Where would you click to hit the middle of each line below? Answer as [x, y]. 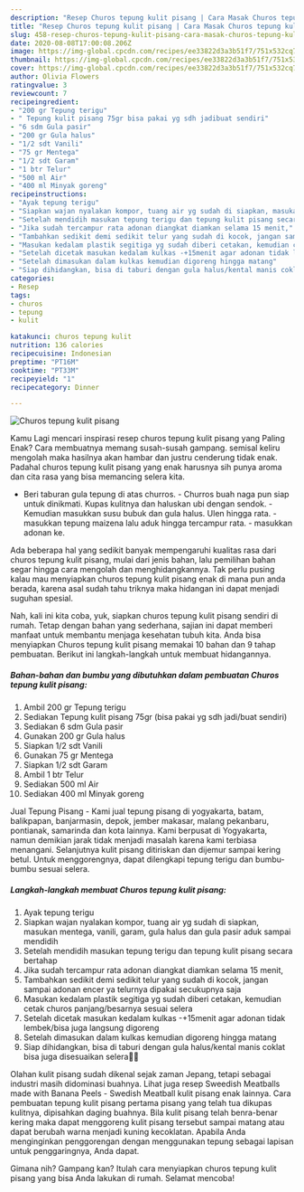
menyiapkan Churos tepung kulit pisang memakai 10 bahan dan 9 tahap [143, 645]
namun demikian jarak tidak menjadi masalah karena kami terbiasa [134, 840]
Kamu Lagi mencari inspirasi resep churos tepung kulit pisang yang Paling [147, 439]
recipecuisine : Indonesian [61, 354]
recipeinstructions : [49, 194]
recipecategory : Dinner [55, 387]
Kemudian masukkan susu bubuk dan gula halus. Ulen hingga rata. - [150, 514]
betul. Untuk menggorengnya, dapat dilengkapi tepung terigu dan [132, 859]
